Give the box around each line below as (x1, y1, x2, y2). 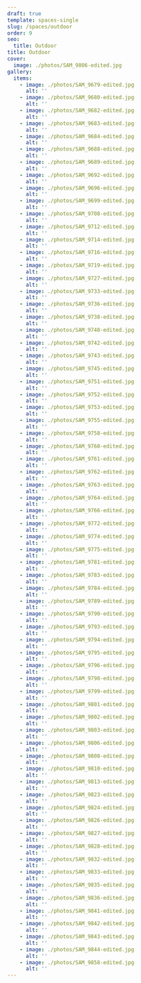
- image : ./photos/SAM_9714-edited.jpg (19, 236, 135, 243)
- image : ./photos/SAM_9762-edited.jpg (19, 469, 135, 476)
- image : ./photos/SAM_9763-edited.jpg (19, 481, 135, 488)
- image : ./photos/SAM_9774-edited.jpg (19, 532, 135, 540)
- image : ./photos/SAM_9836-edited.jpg (19, 894, 135, 901)
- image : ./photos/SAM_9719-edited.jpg (19, 262, 135, 269)
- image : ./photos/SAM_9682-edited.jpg (19, 107, 135, 114)
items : (13, 74, 32, 82)
